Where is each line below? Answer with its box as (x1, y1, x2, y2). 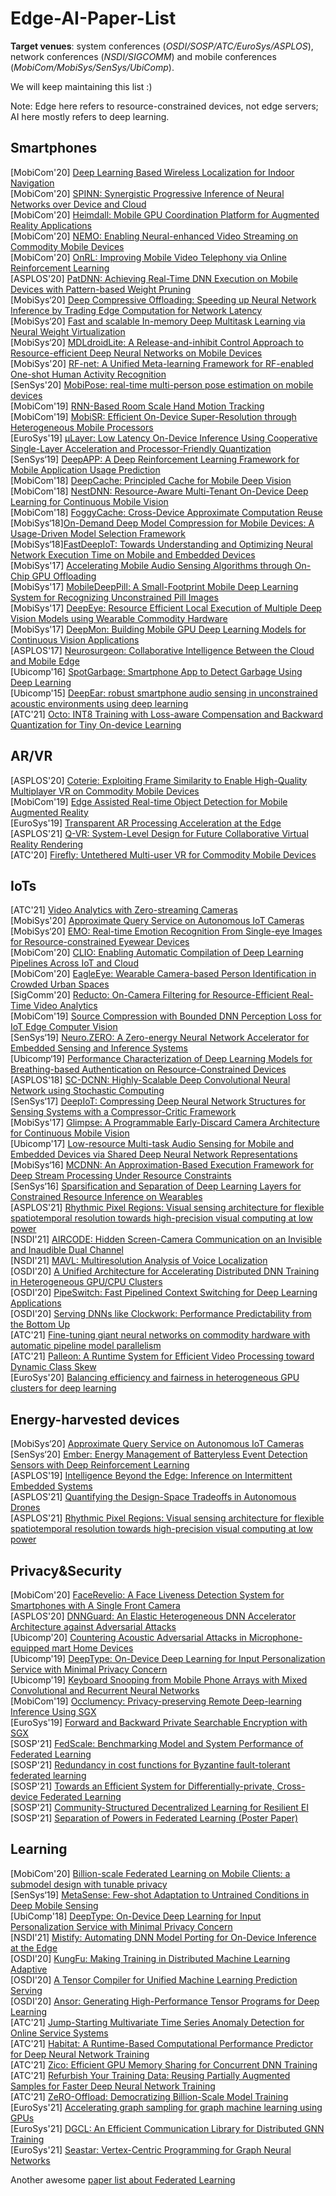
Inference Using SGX (10, 1706, 97, 1717)
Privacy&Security (10, 1562, 123, 1579)
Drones (10, 1502, 41, 1514)
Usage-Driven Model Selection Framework (10, 527, 187, 539)
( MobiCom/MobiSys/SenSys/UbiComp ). (10, 61, 175, 73)
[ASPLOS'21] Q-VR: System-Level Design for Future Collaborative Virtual (10, 827, 309, 839)
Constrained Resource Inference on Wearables (10, 1191, 203, 1203)
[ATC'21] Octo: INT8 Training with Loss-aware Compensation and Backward (10, 708, 324, 720)
